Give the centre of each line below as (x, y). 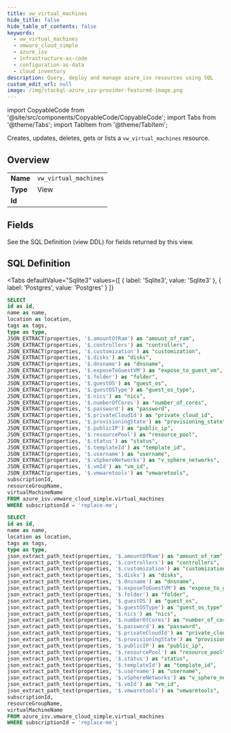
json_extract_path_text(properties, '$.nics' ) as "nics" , (92, 614)
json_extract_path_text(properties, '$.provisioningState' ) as (100, 640)
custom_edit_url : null (40, 84)
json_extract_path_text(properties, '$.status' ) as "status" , (98, 659)
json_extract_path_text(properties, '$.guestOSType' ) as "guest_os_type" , (117, 608)
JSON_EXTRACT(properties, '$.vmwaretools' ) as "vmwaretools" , (98, 473)
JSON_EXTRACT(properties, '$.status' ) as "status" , (82, 441)
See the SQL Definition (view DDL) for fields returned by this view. (100, 241)
